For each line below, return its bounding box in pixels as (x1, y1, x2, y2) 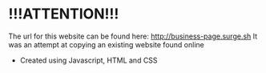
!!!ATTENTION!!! (8, 5, 119, 23)
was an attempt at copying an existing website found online (8, 39, 204, 49)
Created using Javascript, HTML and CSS (19, 55, 158, 65)
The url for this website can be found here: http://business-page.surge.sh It (8, 31, 258, 41)
